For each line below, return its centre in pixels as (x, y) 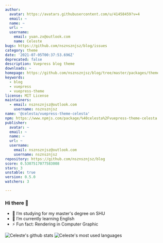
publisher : (16, 123)
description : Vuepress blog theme (40, 64)
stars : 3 (14, 168)
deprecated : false (24, 59)
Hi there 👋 (17, 203)
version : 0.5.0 (20, 177)
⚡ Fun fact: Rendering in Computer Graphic (55, 224)
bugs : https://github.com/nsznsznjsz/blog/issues (56, 46)
